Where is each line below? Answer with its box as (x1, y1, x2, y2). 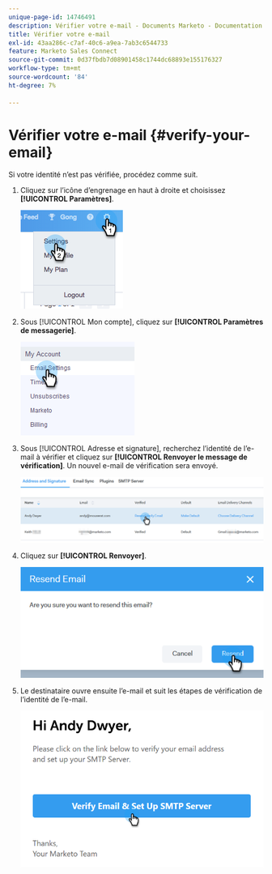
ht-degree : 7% (8, 81, 57, 89)
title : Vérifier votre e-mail (8, 30, 111, 38)
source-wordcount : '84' (8, 73, 89, 81)
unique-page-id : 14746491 (8, 13, 96, 21)
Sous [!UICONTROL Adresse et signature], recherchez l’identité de (19, 444, 242, 454)
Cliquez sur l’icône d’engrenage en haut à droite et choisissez (19, 185, 226, 195)
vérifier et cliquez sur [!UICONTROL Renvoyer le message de (41, 452, 249, 462)
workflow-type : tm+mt (8, 65, 82, 73)
